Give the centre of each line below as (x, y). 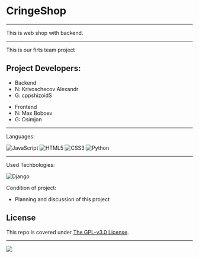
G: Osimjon (28, 119)
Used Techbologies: (31, 165)
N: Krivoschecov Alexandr (46, 89)
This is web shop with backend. (45, 33)
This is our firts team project (41, 50)
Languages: (20, 136)
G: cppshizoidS (33, 95)
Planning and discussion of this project (62, 199)
